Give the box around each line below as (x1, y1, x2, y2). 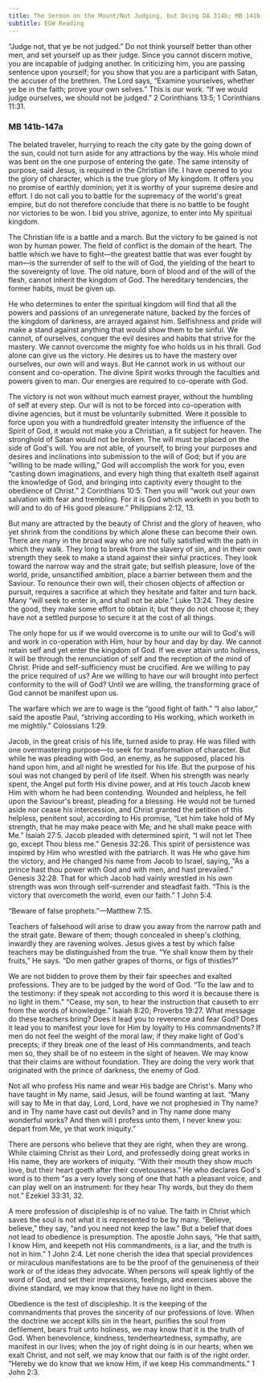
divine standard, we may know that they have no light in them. (8, 1283, 214, 1293)
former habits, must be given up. (8, 283, 117, 293)
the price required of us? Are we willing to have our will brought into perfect (8, 671, 259, 680)
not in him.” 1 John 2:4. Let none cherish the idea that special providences (8, 1249, 253, 1258)
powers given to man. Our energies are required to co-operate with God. (8, 376, 248, 386)
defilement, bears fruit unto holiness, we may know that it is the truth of (8, 1324, 245, 1334)
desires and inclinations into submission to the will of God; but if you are (8, 452, 247, 461)
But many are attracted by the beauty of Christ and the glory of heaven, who (8, 518, 261, 528)
